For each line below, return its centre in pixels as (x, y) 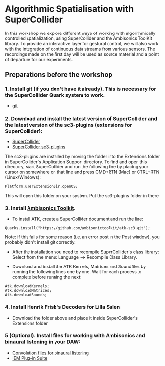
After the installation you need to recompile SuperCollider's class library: (85, 252)
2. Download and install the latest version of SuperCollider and (81, 118)
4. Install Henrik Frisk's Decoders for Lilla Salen (63, 307)
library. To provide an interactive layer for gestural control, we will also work (82, 43)
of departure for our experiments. (39, 59)
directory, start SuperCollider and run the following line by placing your (77, 166)
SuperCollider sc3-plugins (39, 147)
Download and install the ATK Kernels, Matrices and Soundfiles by (79, 266)
